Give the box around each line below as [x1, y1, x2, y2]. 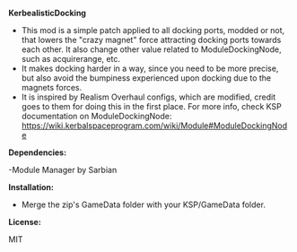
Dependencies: [8, 147, 67, 158]
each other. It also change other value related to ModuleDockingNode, [21, 44, 282, 55]
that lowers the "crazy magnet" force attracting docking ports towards [21, 35, 282, 45]
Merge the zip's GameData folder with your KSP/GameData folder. [21, 199, 266, 210]
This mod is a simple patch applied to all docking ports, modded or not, [21, 25, 285, 35]
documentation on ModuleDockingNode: [21, 111, 172, 121]
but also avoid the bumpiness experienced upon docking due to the [21, 73, 272, 83]
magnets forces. [21, 83, 83, 92]
